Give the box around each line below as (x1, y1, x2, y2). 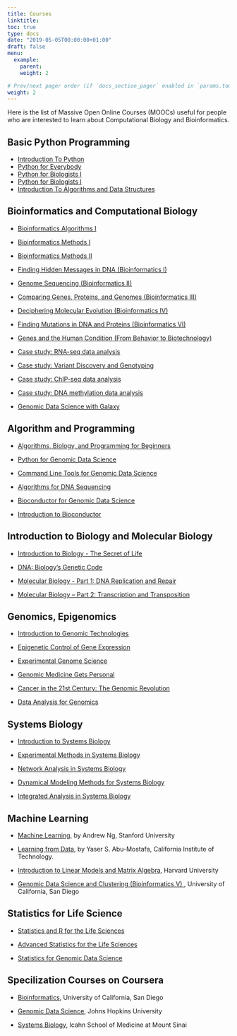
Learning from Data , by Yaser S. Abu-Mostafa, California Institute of (17, 844, 214, 853)
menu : (7, 50, 23, 57)
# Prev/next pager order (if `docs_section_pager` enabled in (7, 82, 194, 89)
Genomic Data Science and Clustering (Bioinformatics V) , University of (17, 879, 225, 888)
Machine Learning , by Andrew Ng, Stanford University (17, 831, 175, 840)
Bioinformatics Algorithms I (17, 224, 97, 232)
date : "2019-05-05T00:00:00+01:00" (7, 37, 112, 44)
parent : (20, 63, 42, 70)
